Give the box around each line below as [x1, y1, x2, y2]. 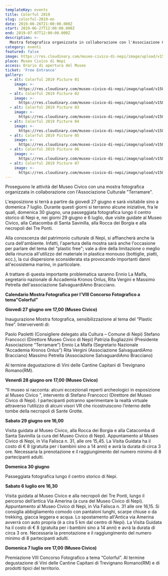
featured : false [5, 49, 39, 54]
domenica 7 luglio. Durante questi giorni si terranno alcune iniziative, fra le [5, 204, 158, 210]
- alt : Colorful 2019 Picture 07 [9, 160, 79, 165]
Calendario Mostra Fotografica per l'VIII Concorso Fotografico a [5, 291, 140, 297]
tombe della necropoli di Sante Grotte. [5, 408, 83, 414]
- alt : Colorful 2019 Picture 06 [9, 147, 79, 152]
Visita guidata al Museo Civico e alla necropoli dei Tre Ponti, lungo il [5, 493, 145, 499]
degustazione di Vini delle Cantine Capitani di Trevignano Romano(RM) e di [5, 560, 160, 566]
